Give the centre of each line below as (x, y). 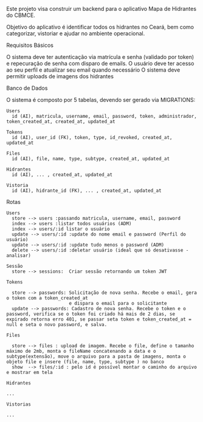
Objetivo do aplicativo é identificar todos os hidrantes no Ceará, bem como (100, 27)
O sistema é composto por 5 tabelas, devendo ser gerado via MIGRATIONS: (101, 100)
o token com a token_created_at (47, 298)
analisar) (19, 256)
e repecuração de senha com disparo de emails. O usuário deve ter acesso (100, 63)
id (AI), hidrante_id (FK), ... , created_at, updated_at (87, 191)
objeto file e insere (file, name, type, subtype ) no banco (85, 362)
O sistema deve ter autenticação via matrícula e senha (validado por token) (100, 57)
